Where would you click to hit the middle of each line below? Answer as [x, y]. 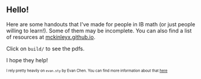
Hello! [18, 10]
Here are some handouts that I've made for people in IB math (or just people [101, 24]
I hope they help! [27, 60]
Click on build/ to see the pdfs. [45, 48]
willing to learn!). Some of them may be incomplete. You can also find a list [99, 31]
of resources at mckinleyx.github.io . [51, 37]
